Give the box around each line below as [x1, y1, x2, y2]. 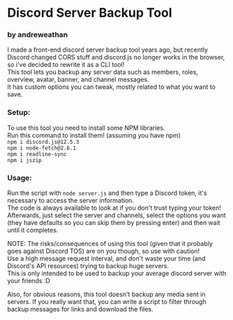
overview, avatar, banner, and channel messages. [7, 75, 149, 84]
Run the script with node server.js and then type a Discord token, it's [7, 189, 207, 197]
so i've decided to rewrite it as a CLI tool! [7, 61, 125, 69]
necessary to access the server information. [7, 196, 135, 205]
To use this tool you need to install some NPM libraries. [7, 124, 165, 132]
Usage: [7, 173, 33, 182]
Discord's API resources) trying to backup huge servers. [7, 262, 170, 270]
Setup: [7, 108, 31, 117]
